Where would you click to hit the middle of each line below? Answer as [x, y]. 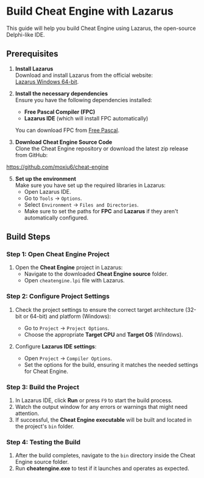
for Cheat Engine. [46, 371]
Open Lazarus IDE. [47, 191]
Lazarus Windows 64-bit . [47, 81]
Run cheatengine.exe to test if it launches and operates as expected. [102, 468]
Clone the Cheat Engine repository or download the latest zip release [102, 149]
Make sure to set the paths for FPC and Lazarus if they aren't [101, 211]
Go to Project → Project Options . [67, 328]
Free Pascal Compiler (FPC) [60, 112]
